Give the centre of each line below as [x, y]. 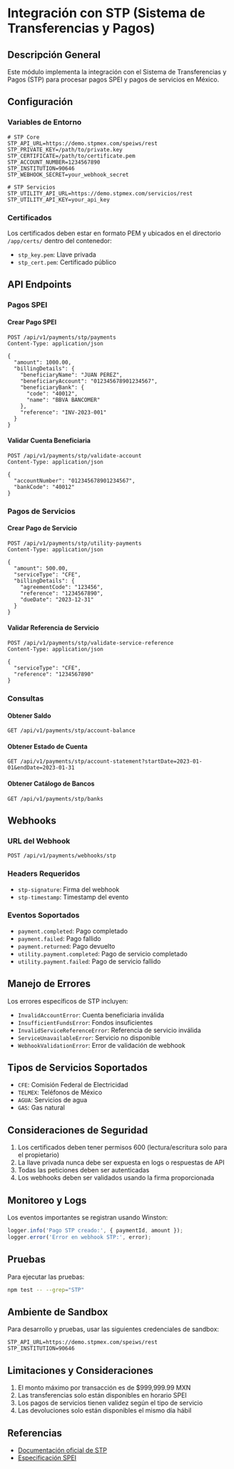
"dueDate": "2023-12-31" [57, 599]
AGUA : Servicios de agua [52, 1100]
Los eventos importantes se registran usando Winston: [88, 1217]
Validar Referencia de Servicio [53, 628]
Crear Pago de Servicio [42, 528]
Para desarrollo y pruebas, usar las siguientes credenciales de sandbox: [113, 1329]
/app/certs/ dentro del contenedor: [60, 240]
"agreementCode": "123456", [62, 587]
